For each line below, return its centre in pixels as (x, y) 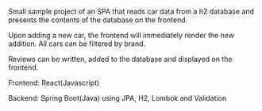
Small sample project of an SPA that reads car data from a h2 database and (131, 11)
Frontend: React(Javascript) (54, 83)
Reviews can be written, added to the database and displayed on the (120, 59)
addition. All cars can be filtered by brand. (77, 44)
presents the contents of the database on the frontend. (98, 20)
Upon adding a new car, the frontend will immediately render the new (121, 35)
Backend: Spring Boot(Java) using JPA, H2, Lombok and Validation (118, 98)
